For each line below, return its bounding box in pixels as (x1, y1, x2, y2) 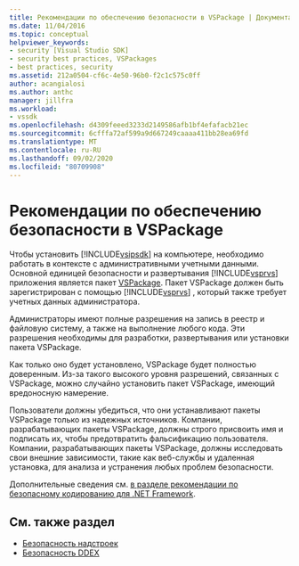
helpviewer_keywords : (9, 37, 90, 47)
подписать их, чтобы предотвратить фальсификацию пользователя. (9, 433, 269, 444)
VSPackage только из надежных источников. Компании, (9, 414, 222, 425)
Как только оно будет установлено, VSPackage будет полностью (9, 359, 256, 370)
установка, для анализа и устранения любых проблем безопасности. (9, 462, 274, 472)
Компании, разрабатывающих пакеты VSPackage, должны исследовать (9, 443, 283, 454)
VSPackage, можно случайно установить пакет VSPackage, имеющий (9, 378, 276, 389)
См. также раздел (9, 514, 116, 529)
